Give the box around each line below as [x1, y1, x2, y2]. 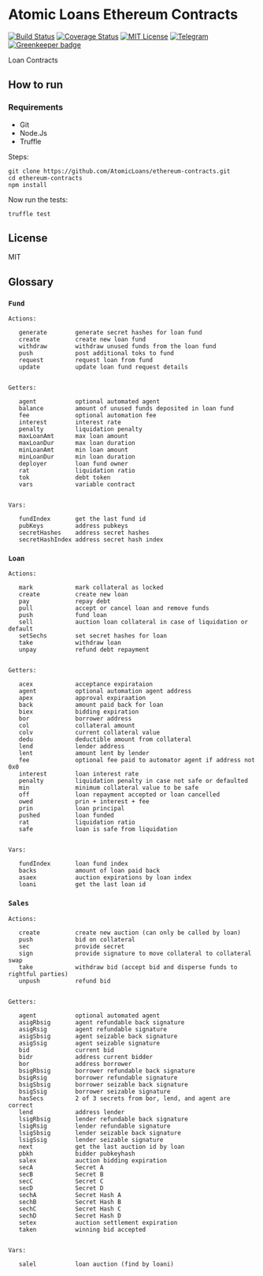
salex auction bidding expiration [18, 1156, 168, 1165]
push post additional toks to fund [18, 350, 175, 357]
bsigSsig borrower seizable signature [18, 1087, 171, 1095]
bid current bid [18, 1046, 114, 1054]
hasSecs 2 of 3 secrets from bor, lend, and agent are [18, 1095, 231, 1102]
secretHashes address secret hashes [18, 529, 150, 537]
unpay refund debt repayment [18, 645, 150, 654]
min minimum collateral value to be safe [18, 784, 199, 792]
